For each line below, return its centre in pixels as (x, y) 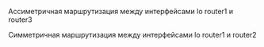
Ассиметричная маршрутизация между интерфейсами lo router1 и (121, 11)
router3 (21, 20)
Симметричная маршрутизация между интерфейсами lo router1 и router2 (132, 35)
